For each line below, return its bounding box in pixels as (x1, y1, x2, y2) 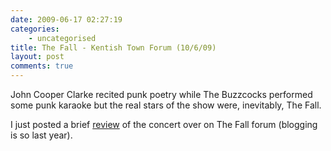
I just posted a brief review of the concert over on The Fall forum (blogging (10, 119, 318, 130)
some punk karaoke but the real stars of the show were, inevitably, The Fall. (10, 99, 322, 111)
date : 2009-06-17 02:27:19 (10, 14, 123, 25)
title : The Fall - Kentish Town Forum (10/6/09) (10, 42, 217, 53)
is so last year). (10, 129, 73, 141)
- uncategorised (28, 33, 97, 43)
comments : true (10, 61, 74, 71)
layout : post (10, 52, 65, 62)
